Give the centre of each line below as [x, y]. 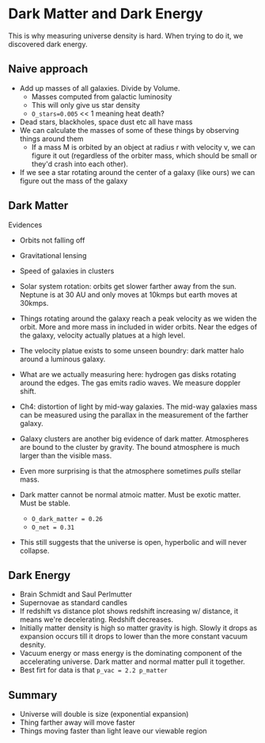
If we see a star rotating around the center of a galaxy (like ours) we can [137, 172]
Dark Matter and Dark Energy [106, 14]
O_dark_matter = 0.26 [67, 519]
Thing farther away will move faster [78, 722]
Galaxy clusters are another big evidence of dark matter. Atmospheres [134, 438]
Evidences [25, 225]
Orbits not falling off [52, 240]
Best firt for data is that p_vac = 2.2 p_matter [94, 670]
